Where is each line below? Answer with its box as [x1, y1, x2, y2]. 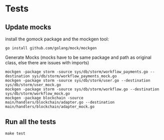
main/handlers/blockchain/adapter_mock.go [5, 104, 95, 109]
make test [5, 131, 26, 136]
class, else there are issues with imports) [5, 60, 89, 65]
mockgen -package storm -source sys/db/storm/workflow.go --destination [5, 87, 160, 92]
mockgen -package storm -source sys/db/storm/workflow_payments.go [5, 69, 149, 74]
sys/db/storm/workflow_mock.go [5, 91, 70, 96]
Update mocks [5, 23, 51, 31]
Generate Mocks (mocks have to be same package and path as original [5, 54, 152, 60]
